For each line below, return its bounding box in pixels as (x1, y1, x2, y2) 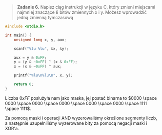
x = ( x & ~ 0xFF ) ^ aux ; (14, 64, 62, 69)
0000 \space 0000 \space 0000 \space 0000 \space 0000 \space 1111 (5, 100, 147, 106)
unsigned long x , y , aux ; (14, 37, 67, 42)
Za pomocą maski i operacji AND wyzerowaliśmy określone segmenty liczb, (5, 115, 158, 121)
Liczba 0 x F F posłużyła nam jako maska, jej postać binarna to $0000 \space (5, 95, 157, 101)
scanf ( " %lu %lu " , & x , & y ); (14, 46, 69, 51)
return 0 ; (14, 82, 34, 87)
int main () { (5, 33, 32, 38)
